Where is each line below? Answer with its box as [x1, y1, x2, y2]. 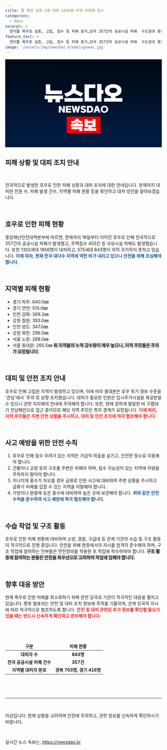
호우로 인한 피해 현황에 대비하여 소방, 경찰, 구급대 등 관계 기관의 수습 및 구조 [5, 536, 152, 542]
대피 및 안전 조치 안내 [5, 374, 66, 383]
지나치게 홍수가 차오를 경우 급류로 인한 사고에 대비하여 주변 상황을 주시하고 [12, 478, 158, 484]
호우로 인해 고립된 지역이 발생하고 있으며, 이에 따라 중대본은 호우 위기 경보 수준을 [5, 388, 162, 394]
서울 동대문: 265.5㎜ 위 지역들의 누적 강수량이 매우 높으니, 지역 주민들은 [12, 342, 151, 348]
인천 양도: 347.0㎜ [12, 324, 48, 330]
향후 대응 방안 [5, 580, 45, 588]
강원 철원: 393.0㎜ [12, 317, 49, 323]
